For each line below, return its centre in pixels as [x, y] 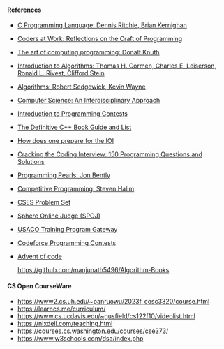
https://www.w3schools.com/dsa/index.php [80, 339]
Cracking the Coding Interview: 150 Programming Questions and [110, 154]
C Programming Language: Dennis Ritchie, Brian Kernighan [102, 25]
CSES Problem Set [44, 202]
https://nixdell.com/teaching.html [65, 324]
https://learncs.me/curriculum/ [61, 309]
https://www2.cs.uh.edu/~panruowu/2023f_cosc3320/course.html [113, 302]
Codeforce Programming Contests [67, 243]
